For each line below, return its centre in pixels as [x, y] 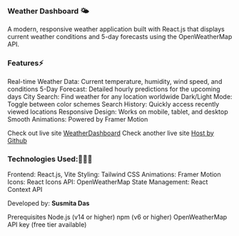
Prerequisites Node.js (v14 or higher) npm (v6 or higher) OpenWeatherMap [117, 217]
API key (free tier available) [47, 224]
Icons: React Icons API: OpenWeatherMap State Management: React [108, 182]
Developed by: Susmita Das [49, 203]
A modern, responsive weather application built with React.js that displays [116, 29]
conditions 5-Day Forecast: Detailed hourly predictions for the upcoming [114, 89]
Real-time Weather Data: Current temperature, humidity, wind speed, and [115, 81]
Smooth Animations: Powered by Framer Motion [78, 119]
